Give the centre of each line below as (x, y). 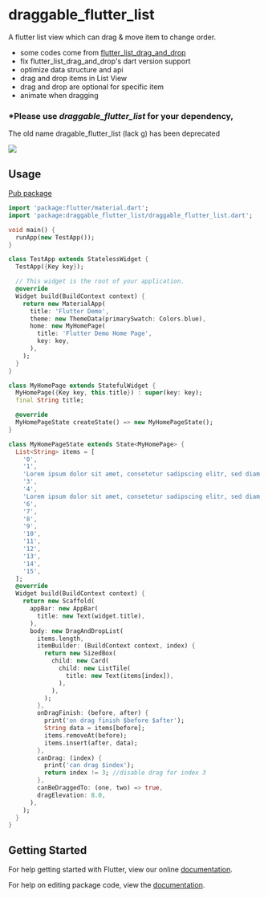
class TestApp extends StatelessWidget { (79, 259)
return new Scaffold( (59, 601)
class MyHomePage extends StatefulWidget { (82, 386)
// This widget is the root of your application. (100, 282)
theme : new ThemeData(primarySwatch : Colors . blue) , (118, 319)
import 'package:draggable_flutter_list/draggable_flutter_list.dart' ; (130, 215)
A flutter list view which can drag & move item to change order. (112, 37)
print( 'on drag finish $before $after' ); (114, 720)
